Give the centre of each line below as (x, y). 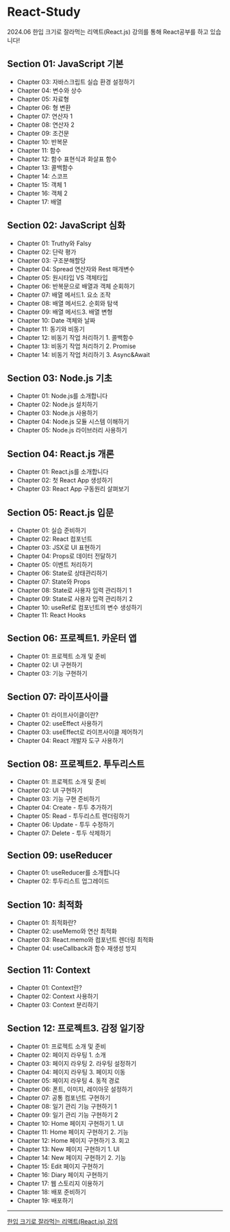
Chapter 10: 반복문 (42, 142)
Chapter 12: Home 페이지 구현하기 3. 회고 (73, 1140)
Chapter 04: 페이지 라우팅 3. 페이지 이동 (71, 1072)
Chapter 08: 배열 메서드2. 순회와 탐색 (67, 303)
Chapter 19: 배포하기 (45, 1200)
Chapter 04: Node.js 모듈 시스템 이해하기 (73, 421)
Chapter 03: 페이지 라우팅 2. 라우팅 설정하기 (77, 1063)
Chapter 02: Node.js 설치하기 (57, 404)
